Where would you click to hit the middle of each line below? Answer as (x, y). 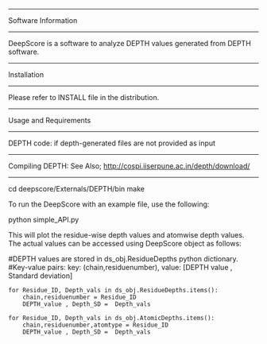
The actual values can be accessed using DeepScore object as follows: (125, 244)
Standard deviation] (41, 276)
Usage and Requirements (50, 120)
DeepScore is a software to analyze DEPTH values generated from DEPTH (130, 43)
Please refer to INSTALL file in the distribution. (84, 97)
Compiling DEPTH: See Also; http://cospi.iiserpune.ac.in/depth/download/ (129, 166)
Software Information (43, 20)
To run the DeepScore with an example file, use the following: (109, 204)
